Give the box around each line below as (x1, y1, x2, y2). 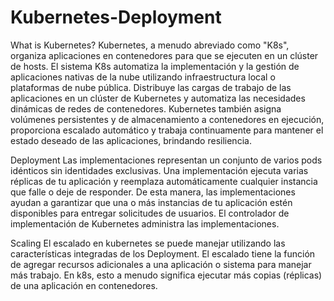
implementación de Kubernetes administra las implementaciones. (10, 217, 280, 230)
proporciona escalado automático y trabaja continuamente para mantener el (10, 124, 324, 136)
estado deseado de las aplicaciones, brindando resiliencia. (10, 134, 252, 146)
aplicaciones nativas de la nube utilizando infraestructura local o (10, 71, 276, 83)
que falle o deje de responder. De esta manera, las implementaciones (10, 186, 296, 198)
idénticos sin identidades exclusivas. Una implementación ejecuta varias (10, 164, 309, 176)
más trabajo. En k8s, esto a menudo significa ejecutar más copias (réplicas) (10, 269, 323, 281)
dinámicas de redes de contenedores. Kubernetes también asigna (10, 102, 282, 115)
